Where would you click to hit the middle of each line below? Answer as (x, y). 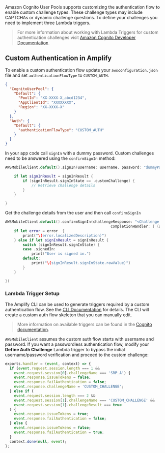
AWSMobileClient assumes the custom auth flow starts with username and (80, 339)
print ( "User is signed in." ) (61, 254)
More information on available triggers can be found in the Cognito (84, 324)
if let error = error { (39, 231)
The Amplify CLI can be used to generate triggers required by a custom (77, 304)
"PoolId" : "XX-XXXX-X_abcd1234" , (52, 98)
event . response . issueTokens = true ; (52, 414)
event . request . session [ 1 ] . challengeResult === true (68, 405)
